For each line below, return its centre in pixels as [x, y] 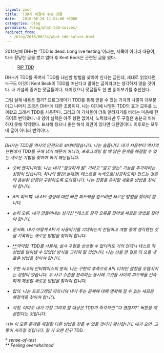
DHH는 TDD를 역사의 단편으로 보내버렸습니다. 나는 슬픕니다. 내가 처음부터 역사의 [82, 145]
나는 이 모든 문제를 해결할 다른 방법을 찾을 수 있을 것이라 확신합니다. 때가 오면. [79, 324]
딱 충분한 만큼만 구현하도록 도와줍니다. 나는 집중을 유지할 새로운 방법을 [79, 180]
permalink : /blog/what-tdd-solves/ [41, 28]
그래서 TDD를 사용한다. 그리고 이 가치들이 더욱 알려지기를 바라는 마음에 [85, 112]
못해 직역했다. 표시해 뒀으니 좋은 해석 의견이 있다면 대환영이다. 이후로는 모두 [86, 124]
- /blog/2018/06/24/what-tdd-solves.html [52, 37]
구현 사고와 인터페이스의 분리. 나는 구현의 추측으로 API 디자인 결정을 [77, 269]
